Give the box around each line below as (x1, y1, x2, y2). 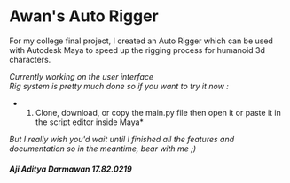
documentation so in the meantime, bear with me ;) (9, 143, 197, 154)
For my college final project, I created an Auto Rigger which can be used (9, 35, 273, 46)
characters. (9, 54, 51, 65)
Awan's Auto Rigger (9, 6, 159, 27)
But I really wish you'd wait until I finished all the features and (9, 133, 235, 144)
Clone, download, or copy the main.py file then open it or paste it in (35, 107, 281, 118)
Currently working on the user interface (9, 71, 153, 81)
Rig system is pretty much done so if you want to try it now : (9, 80, 229, 91)
